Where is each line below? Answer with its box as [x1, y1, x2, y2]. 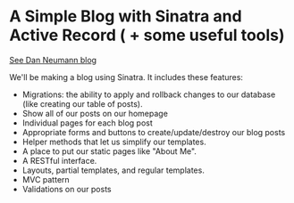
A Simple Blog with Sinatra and [9, 6, 243, 27]
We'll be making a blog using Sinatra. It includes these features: [9, 71, 244, 82]
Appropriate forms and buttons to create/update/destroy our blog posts [21, 126, 286, 137]
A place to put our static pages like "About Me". [21, 145, 197, 157]
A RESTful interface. [21, 155, 97, 166]
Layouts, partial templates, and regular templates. [21, 165, 206, 175]
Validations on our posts [21, 183, 112, 194]
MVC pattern [21, 174, 70, 184]
